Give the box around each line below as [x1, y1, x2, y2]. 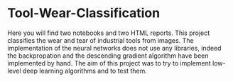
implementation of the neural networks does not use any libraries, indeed [7, 43, 222, 52]
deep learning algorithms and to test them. [22, 66, 147, 75]
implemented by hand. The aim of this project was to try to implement [7, 58, 211, 67]
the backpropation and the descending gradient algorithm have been [7, 51, 209, 60]
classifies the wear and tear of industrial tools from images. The [7, 36, 194, 44]
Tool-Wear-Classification [7, 5, 161, 21]
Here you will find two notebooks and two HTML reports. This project [7, 29, 210, 37]
